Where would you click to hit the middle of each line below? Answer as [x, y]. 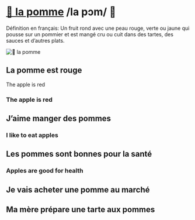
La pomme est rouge [44, 71]
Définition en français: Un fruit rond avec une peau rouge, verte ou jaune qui [98, 28]
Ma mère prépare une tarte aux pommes [81, 210]
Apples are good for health [45, 171]
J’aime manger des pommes [59, 118]
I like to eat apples [32, 135]
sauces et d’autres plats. [36, 40]
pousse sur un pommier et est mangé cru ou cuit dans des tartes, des [90, 34]
